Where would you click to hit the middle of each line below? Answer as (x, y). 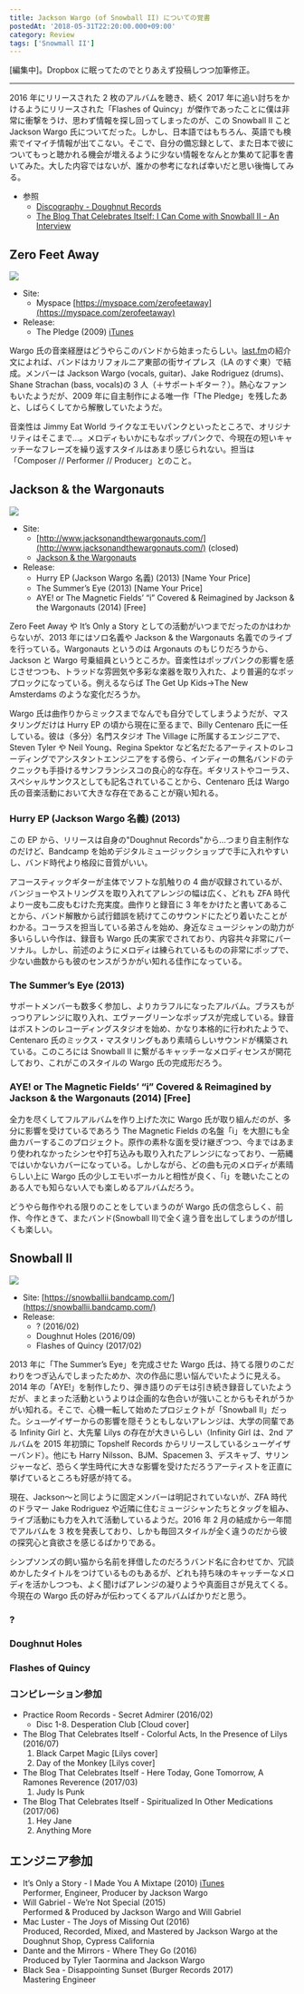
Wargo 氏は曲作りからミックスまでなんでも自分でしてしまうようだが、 (141, 713)
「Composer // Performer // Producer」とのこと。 (103, 461)
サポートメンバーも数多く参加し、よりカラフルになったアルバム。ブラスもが (152, 1006)
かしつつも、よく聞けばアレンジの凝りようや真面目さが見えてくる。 (166, 1584)
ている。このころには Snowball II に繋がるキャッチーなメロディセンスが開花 (151, 1051)
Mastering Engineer (59, 1979)
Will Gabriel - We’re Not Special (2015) (94, 1902)
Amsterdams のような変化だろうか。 (77, 694)
